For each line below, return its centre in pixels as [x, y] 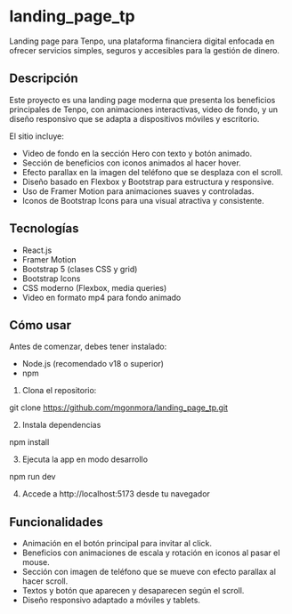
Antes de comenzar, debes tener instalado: [88, 347]
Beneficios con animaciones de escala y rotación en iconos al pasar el [151, 553]
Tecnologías [44, 229]
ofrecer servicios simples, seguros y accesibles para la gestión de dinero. [145, 50]
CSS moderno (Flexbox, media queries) [94, 287]
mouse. [36, 562]
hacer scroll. [45, 581]
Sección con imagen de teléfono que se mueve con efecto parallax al [149, 572]
